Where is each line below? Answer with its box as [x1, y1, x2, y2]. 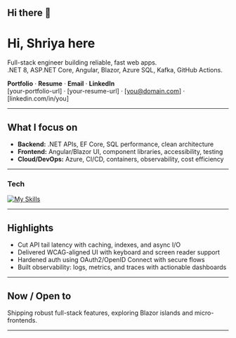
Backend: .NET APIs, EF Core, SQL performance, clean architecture [17, 140, 214, 148]
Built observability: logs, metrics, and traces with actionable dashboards [17, 263, 227, 271]
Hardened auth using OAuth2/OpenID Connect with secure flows [17, 256, 205, 264]
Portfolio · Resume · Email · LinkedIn [7, 79, 115, 88]
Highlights [7, 222, 54, 234]
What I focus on [7, 121, 78, 134]
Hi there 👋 [7, 7, 51, 19]
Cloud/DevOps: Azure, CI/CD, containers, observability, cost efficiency [17, 155, 224, 164]
